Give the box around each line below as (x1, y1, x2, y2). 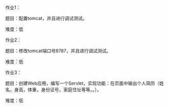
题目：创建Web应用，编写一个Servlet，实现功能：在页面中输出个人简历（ (5, 80, 160, 86)
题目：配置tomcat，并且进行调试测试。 (5, 15, 87, 21)
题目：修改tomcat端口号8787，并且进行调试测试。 (5, 48, 111, 53)
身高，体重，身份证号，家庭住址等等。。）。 (14, 87, 102, 93)
